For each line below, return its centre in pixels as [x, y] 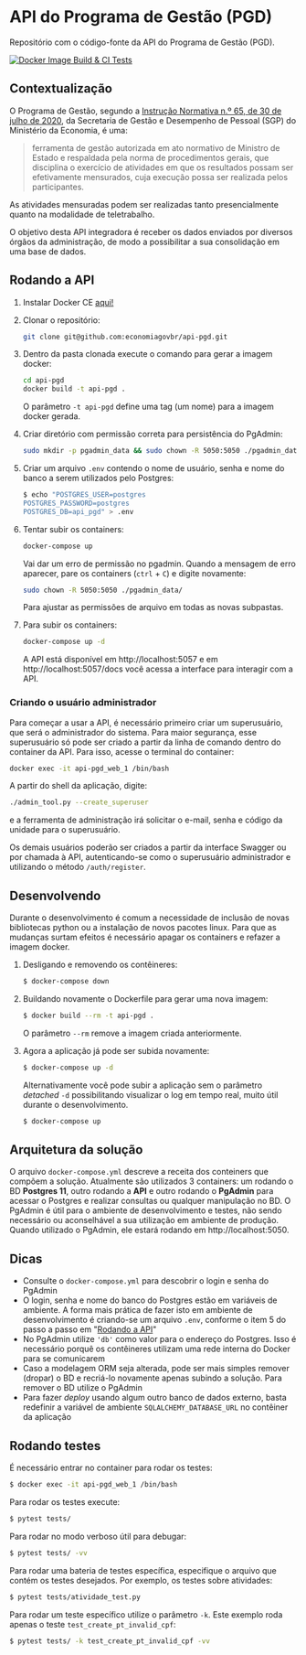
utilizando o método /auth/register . [78, 867]
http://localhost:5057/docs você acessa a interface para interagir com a [158, 669]
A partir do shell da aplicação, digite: [79, 786]
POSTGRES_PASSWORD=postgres [76, 503]
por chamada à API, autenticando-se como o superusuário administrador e [150, 857]
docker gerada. [51, 416]
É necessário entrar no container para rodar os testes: [111, 1468]
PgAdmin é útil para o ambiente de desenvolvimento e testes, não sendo [146, 1210]
